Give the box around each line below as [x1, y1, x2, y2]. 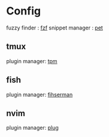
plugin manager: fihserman [6, 91, 73, 98]
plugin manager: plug [6, 124, 59, 132]
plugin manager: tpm [6, 57, 58, 64]
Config [6, 4, 41, 18]
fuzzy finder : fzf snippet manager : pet [6, 24, 103, 31]
